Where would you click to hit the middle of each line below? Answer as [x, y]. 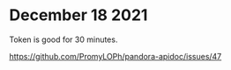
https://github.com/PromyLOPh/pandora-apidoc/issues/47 [115, 56]
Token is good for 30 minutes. [63, 39]
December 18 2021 [78, 15]
